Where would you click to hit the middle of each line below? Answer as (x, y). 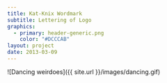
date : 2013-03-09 (32, 53)
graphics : (22, 26)
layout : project (31, 46)
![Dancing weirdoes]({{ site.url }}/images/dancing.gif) (84, 72)
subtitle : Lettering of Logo (49, 20)
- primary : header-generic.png (59, 33)
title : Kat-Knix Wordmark (45, 13)
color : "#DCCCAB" (45, 39)
